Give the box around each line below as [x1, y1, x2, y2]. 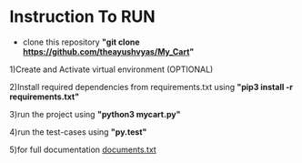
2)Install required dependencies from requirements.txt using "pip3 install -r [9, 81, 294, 92]
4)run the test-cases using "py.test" [9, 126, 147, 138]
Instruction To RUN [9, 6, 156, 27]
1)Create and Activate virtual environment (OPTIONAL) [9, 64, 214, 75]
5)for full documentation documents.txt [9, 144, 156, 155]
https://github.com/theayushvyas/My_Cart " [22, 46, 195, 56]
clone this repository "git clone [22, 36, 140, 47]
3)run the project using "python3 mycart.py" [9, 108, 181, 119]
